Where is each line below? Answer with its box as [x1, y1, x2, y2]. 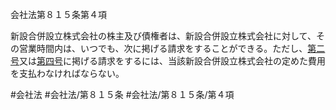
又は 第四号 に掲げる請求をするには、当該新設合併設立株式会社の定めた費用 [19, 55, 326, 67]
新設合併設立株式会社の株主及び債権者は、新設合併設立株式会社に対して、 [10, 30, 317, 42]
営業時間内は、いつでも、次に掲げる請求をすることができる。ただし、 [18, 43, 308, 54]
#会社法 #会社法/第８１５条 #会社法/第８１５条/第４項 [10, 89, 235, 100]
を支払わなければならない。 [10, 68, 125, 79]
